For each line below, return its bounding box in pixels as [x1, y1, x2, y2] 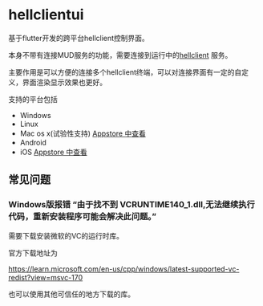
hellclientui [8, 6, 84, 24]
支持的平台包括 [8, 94, 58, 104]
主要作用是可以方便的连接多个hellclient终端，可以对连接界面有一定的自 [8, 67, 242, 77]
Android [19, 137, 47, 147]
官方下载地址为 [8, 247, 58, 258]
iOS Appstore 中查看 [19, 147, 87, 157]
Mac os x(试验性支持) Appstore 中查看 [19, 129, 146, 138]
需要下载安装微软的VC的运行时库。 [8, 231, 124, 240]
